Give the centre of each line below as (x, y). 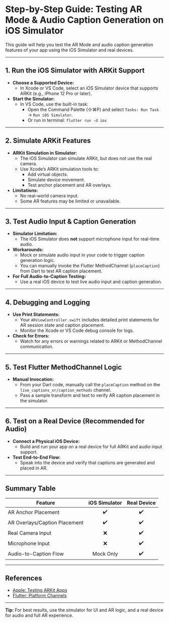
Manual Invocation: (33, 379)
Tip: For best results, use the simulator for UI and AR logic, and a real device (84, 610)
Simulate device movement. (56, 179)
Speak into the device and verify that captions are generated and (87, 462)
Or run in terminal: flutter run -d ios (67, 120)
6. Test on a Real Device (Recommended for (75, 421)
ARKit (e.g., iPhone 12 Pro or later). (56, 93)
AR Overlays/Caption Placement (46, 523)
